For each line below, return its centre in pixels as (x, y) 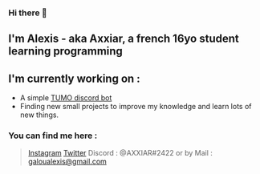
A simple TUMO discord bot (66, 98)
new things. (39, 115)
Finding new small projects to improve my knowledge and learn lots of (136, 107)
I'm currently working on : (74, 78)
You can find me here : (53, 136)
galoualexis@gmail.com (67, 162)
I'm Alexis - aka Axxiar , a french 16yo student (124, 39)
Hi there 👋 (28, 13)
